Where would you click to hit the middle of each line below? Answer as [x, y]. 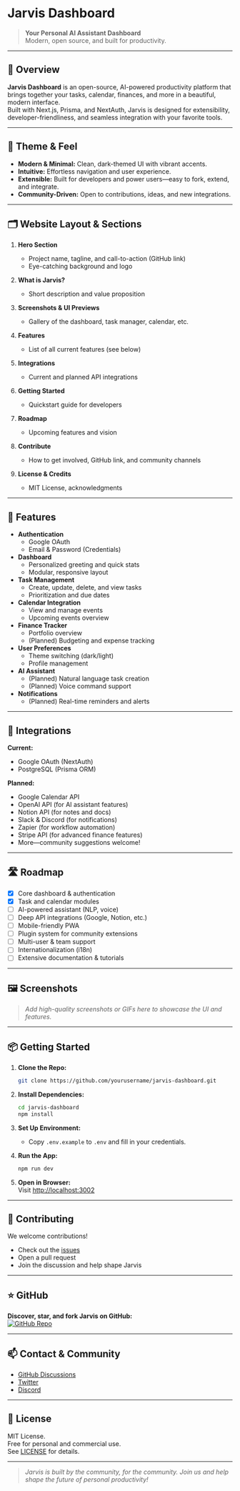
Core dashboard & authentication [66, 893]
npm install [35, 1114]
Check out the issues [49, 1250]
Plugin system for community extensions [77, 933]
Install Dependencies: [51, 1094]
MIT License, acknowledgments [75, 488]
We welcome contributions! [47, 1236]
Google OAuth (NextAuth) [55, 762]
